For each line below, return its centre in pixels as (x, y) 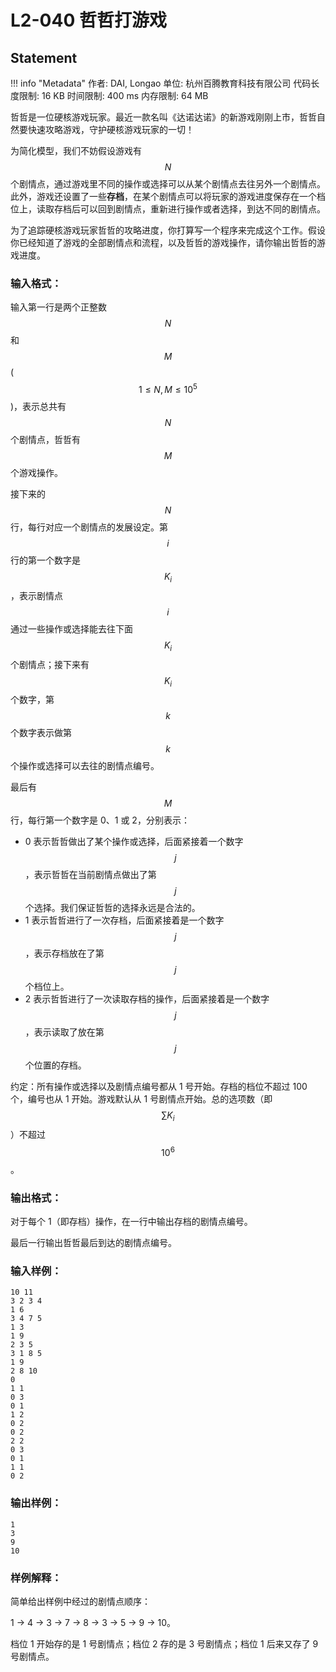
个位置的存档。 (55, 1065)
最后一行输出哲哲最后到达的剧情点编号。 (93, 1243)
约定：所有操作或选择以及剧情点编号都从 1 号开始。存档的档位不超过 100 (159, 1087)
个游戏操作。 (36, 472)
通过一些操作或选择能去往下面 (71, 628)
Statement (44, 57)
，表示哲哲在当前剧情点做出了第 (90, 875)
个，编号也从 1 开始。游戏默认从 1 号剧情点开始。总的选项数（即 (141, 1099)
